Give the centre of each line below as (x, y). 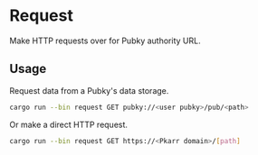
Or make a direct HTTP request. (69, 124)
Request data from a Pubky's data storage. (89, 90)
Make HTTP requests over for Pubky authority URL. (105, 41)
